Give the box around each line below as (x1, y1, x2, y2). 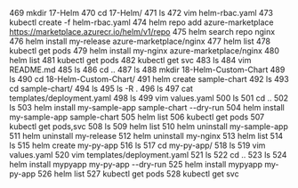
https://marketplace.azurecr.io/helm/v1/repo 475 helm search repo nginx (9, 27, 276, 37)
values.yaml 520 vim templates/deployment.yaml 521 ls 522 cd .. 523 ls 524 (9, 150, 287, 159)
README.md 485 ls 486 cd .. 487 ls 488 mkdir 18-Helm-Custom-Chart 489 (9, 64, 286, 75)
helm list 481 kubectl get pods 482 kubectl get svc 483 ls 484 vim (9, 55, 252, 65)
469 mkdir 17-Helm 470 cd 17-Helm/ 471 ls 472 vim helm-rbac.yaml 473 (9, 8, 274, 18)
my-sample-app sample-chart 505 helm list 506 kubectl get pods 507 (9, 111, 265, 122)
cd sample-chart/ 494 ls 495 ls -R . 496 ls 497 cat (9, 84, 194, 94)
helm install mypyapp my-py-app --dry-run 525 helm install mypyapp (9, 159, 262, 169)
